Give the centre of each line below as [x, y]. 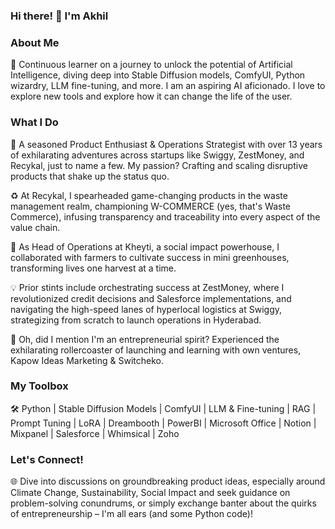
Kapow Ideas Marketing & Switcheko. [87, 360]
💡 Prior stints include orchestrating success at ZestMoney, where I [147, 287]
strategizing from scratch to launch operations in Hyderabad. [136, 320]
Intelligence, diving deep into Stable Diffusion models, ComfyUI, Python [158, 75]
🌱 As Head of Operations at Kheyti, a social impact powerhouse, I [145, 246]
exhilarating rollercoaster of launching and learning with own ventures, [156, 350]
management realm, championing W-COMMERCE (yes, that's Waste [150, 206]
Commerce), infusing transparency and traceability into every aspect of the [165, 216]
